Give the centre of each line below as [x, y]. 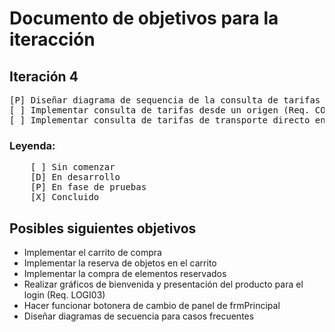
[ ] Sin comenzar [73, 167]
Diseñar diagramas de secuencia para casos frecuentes [139, 316]
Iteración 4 [44, 76]
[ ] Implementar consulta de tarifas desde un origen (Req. [160, 110]
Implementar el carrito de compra [92, 253]
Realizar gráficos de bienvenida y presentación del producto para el [163, 284]
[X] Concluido [65, 197]
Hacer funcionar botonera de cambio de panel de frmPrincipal [152, 306]
